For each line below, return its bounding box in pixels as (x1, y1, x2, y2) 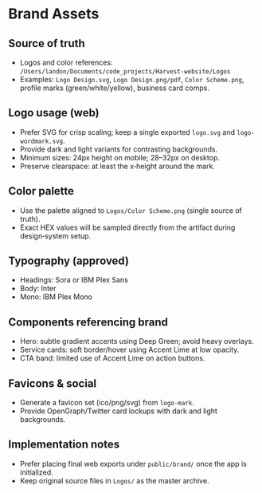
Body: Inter (19, 284, 57, 294)
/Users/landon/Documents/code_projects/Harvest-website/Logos (19, 68, 231, 76)
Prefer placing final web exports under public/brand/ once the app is (19, 459, 247, 468)
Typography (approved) (8, 254, 130, 268)
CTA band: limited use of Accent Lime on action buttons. (19, 353, 205, 363)
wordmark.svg (19, 137, 64, 145)
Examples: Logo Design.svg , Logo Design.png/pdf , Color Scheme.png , (19, 75, 244, 84)
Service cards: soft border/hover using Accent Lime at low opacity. (19, 345, 240, 355)
